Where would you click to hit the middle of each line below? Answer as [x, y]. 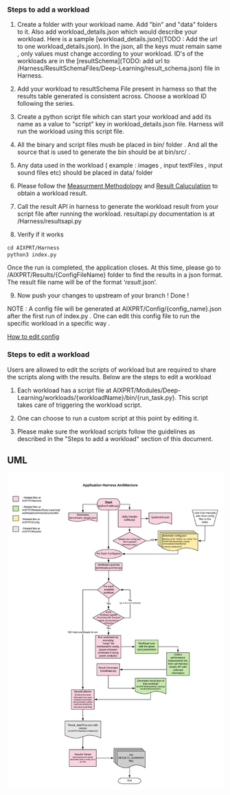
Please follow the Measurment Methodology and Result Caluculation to [117, 186]
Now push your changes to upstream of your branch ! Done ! [103, 295]
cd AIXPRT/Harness [33, 248]
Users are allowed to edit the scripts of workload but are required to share [112, 370]
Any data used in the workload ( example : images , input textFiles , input [120, 166]
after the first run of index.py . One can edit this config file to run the [104, 316]
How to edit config [33, 337]
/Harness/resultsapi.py [49, 221]
